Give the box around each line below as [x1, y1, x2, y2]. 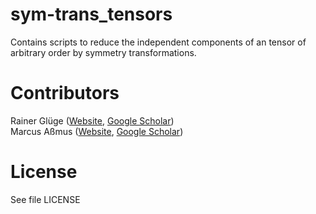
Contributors [10, 82, 120, 105]
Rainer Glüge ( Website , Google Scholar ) [10, 114, 175, 127]
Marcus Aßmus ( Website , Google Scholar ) [10, 125, 184, 137]
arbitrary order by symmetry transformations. [10, 46, 197, 58]
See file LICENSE [10, 193, 81, 205]
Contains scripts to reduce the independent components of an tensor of [10, 36, 307, 48]
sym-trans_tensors [10, 3, 173, 26]
